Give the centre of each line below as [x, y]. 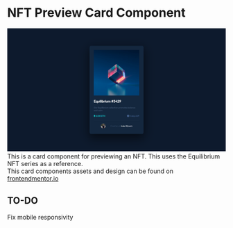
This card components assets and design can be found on [90, 171]
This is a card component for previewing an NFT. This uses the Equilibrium [114, 156]
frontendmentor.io [33, 179]
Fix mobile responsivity [40, 218]
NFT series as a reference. [45, 164]
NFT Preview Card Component [96, 13]
